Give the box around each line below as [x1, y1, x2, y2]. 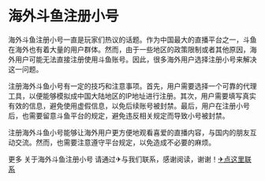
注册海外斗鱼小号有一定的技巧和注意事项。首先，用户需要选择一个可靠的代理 [8, 81, 257, 91]
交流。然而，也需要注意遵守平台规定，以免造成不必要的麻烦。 [14, 138, 215, 147]
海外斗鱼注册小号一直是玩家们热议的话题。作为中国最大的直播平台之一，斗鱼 [8, 35, 257, 44]
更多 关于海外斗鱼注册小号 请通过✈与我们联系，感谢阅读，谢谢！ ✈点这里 [8, 154, 245, 164]
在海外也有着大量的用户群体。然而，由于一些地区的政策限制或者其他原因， [8, 44, 250, 54]
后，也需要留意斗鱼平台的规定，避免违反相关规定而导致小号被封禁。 [8, 111, 230, 120]
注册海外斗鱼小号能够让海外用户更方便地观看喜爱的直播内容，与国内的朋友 [8, 127, 250, 137]
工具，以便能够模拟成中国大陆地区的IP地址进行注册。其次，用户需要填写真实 [8, 91, 256, 100]
